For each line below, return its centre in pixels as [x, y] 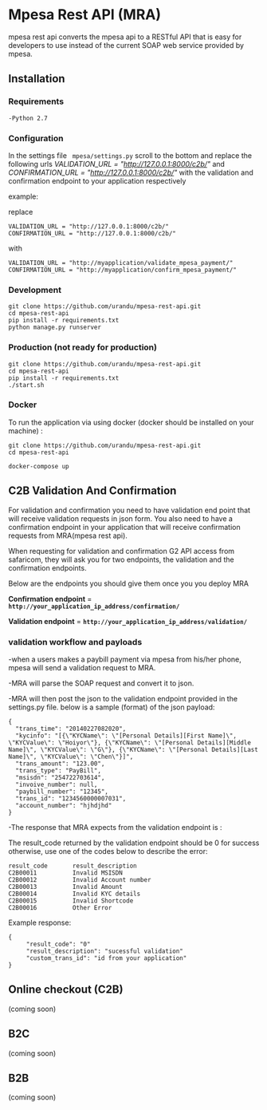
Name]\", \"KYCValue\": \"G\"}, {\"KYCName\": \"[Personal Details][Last [133, 749]
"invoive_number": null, [57, 784]
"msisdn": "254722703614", [60, 777]
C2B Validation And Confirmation [92, 491]
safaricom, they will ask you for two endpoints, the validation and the [121, 559]
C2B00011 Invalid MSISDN [66, 873]
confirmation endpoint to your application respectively [97, 180]
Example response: [40, 922]
